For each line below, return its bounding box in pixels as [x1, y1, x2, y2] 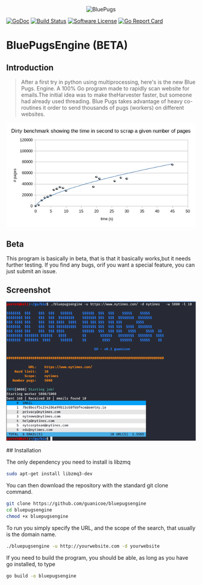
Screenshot [6, 285, 51, 296]
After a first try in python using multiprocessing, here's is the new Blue [20, 78, 196, 86]
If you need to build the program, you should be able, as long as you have [6, 554, 188, 561]
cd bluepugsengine [6, 507, 52, 513]
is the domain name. [6, 531, 57, 538]
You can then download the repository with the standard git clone [6, 482, 168, 489]
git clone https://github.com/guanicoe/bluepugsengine [6, 501, 147, 507]
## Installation [6, 447, 41, 454]
